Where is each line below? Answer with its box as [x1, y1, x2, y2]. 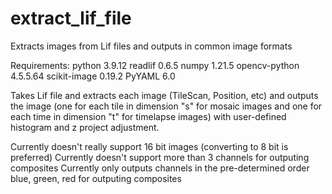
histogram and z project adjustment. [10, 121, 160, 133]
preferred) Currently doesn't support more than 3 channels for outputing [10, 151, 310, 163]
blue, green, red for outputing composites [10, 172, 182, 184]
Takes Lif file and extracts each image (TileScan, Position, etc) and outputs [10, 89, 319, 101]
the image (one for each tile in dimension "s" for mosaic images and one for [10, 100, 323, 112]
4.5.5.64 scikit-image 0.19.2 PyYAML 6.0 [10, 70, 176, 82]
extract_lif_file [10, 7, 132, 30]
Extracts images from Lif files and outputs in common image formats [10, 40, 293, 52]
